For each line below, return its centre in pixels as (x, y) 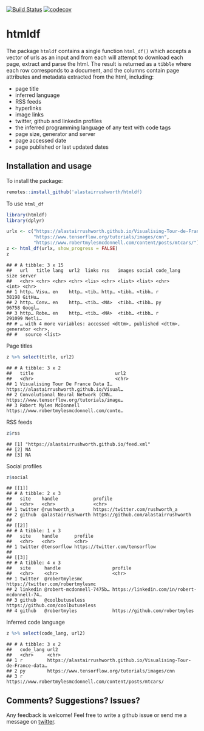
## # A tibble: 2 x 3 (34, 494)
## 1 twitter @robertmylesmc (45, 579)
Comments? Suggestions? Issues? (73, 700)
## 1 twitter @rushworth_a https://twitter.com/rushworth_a (92, 510)
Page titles (19, 346)
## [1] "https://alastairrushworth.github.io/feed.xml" (78, 444)
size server (21, 276)
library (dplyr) (25, 220)
